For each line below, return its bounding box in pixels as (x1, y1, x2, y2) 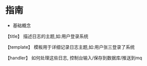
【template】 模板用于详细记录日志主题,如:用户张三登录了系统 (5, 44, 135, 50)
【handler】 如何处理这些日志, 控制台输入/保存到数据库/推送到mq (5, 54, 142, 61)
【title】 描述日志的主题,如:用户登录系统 (5, 33, 89, 39)
